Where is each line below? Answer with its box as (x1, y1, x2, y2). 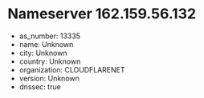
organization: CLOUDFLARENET (18, 65, 125, 74)
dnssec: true (18, 81, 61, 92)
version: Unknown (18, 73, 80, 83)
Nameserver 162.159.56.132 (7, 5, 197, 23)
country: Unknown (18, 57, 81, 66)
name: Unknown (18, 39, 74, 49)
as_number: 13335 (18, 31, 81, 41)
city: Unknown (18, 48, 67, 57)
